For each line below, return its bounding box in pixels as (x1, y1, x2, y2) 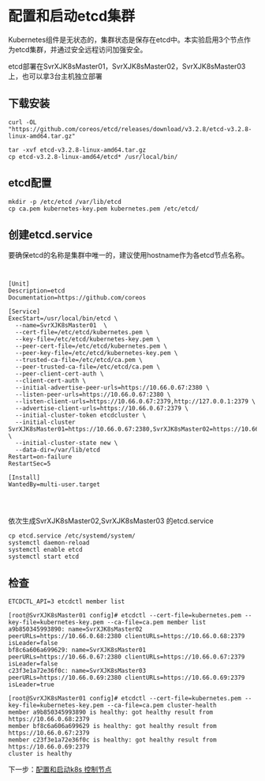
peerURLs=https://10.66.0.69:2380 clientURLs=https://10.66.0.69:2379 (8, 673, 245, 682)
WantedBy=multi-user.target (8, 481, 101, 489)
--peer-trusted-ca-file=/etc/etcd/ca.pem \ (15, 363, 160, 372)
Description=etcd (8, 287, 65, 295)
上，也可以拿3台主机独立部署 (8, 71, 103, 81)
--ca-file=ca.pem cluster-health (106, 701, 217, 710)
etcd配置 (8, 176, 52, 190)
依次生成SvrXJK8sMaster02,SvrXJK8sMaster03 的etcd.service (8, 516, 215, 526)
